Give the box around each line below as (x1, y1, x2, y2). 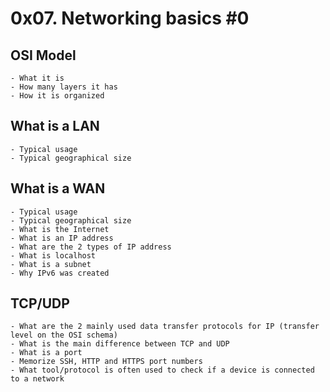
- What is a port (10, 348, 83, 358)
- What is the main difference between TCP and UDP (10, 339, 230, 349)
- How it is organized (10, 91, 105, 101)
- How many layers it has (10, 82, 118, 92)
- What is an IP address (10, 233, 114, 243)
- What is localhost (10, 250, 97, 261)
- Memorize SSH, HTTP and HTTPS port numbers (10, 357, 203, 367)
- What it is (10, 73, 65, 83)
